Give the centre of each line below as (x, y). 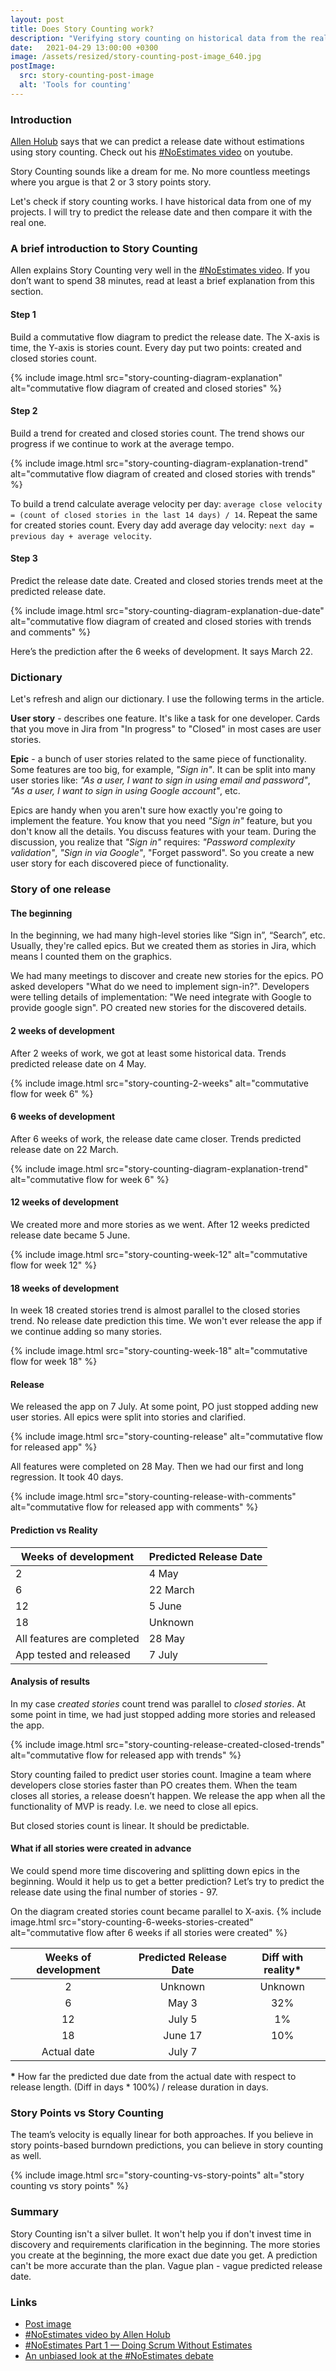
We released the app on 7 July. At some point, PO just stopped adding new (164, 1407)
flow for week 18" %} (54, 1362)
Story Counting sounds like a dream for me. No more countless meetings (160, 172)
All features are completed (77, 1638)
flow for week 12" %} (54, 1265)
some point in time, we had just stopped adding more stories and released (163, 1714)
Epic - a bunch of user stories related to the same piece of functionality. (158, 759)
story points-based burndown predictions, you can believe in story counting (167, 2145)
